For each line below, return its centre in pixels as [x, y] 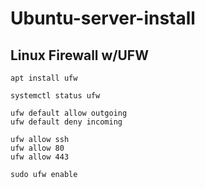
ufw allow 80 [37, 148]
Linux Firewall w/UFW [79, 55]
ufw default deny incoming [66, 122]
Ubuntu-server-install [103, 18]
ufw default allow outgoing [69, 113]
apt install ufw [44, 78]
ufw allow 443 [40, 157]
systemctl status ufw [55, 96]
